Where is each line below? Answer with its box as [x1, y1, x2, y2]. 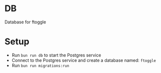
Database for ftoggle [4, 19, 46, 25]
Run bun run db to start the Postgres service [11, 52, 101, 58]
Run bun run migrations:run [11, 62, 69, 68]
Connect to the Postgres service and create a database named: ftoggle [11, 57, 156, 63]
